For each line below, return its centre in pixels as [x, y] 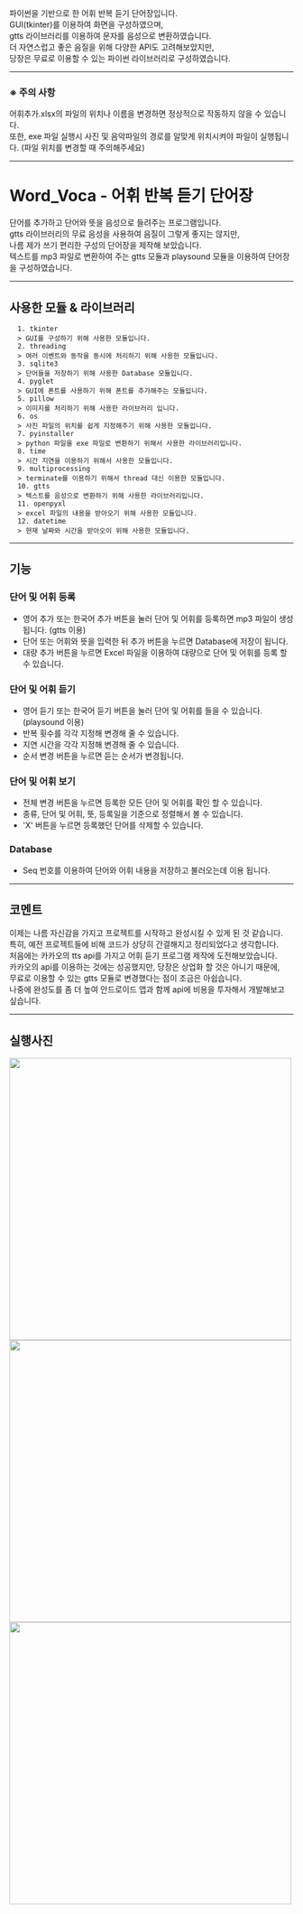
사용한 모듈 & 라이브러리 [72, 307]
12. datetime [42, 522]
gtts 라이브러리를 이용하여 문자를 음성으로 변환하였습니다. [110, 36]
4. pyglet [36, 382]
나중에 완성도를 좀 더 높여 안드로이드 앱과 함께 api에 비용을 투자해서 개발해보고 [147, 990]
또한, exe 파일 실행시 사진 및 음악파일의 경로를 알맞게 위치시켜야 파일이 [134, 136]
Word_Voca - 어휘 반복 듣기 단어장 [132, 196]
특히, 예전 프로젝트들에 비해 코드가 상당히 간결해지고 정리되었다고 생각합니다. [144, 944]
